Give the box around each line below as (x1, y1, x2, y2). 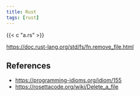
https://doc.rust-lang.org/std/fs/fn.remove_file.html (6, 43, 135, 50)
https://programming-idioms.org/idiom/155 (15, 77, 122, 84)
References (6, 60, 51, 70)
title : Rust (6, 9, 36, 15)
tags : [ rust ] (6, 15, 39, 21)
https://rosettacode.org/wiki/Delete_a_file (15, 83, 119, 91)
